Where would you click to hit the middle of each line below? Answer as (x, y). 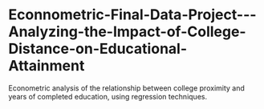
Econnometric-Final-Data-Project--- (132, 15)
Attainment (47, 66)
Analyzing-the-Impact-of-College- (127, 32)
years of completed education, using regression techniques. (108, 96)
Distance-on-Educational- (98, 49)
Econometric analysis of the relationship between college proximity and (126, 88)
